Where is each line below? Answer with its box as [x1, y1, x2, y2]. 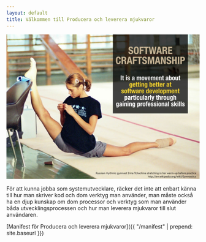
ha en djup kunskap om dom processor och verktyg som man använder [6, 198, 187, 205]
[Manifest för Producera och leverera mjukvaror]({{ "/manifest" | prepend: [6, 223, 193, 230]
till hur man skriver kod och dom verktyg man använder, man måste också [6, 192, 193, 199]
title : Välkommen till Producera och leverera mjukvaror [6, 16, 155, 23]
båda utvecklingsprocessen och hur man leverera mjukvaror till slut [6, 205, 177, 211]
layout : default [6, 10, 48, 16]
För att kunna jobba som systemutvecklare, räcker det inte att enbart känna [6, 185, 197, 192]
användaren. [6, 211, 38, 218]
